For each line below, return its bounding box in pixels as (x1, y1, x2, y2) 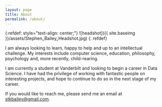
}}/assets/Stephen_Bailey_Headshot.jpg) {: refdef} (5, 35, 108, 41)
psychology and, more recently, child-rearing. (5, 56, 99, 62)
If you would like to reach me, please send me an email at (5, 91, 122, 97)
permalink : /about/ (5, 16, 46, 21)
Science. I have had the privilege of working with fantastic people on (5, 71, 145, 77)
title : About (5, 12, 32, 17)
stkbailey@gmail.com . (5, 96, 51, 102)
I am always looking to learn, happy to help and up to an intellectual (5, 45, 143, 51)
